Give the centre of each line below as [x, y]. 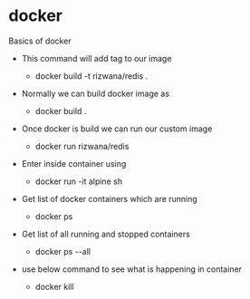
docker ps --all [63, 251]
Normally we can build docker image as [95, 93]
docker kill [54, 286]
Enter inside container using [74, 163]
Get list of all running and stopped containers [106, 234]
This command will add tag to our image [96, 58]
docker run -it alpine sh [79, 181]
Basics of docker [40, 41]
